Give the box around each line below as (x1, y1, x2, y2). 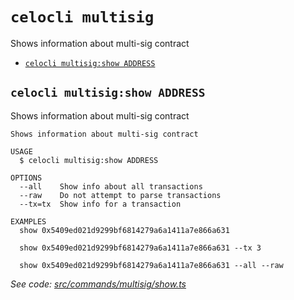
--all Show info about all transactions (19, 181, 203, 192)
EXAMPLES (10, 216, 47, 227)
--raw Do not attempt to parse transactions (19, 190, 222, 200)
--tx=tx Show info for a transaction (19, 199, 182, 209)
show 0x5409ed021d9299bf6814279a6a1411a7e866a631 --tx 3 (19, 243, 262, 253)
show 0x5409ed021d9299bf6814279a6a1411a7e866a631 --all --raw (19, 260, 284, 270)
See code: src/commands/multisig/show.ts (10, 278, 187, 290)
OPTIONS (10, 173, 43, 183)
